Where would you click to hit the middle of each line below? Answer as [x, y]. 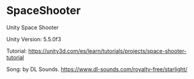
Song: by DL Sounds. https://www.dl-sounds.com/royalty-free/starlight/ [97, 69]
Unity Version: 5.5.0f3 [34, 39]
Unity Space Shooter [33, 27]
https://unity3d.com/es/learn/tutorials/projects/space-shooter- [107, 51]
